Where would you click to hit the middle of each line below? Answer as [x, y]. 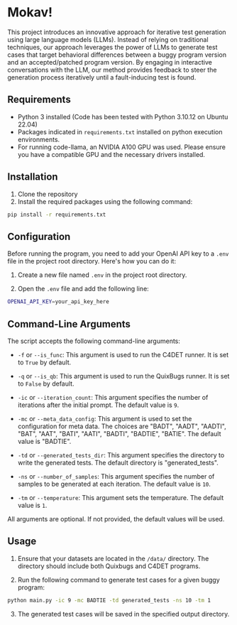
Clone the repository [48, 194]
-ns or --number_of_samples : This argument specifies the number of [116, 476]
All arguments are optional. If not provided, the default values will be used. [116, 518]
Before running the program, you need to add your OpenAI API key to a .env [118, 254]
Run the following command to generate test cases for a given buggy [118, 580]
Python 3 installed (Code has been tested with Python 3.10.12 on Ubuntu [123, 116]
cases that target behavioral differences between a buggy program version [117, 55]
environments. [39, 139]
